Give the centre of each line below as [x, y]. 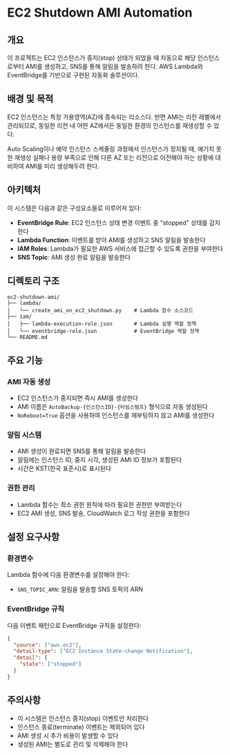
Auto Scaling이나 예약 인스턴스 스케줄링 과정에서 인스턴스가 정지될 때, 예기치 [111, 149]
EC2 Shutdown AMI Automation [100, 13]
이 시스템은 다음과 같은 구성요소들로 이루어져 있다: [75, 208]
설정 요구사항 [33, 537]
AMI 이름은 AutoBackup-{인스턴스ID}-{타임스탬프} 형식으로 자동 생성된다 [113, 407]
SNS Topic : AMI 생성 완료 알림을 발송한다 [74, 257]
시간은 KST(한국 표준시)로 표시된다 [64, 468]
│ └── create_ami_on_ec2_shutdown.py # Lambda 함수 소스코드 [100, 311]
